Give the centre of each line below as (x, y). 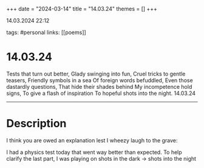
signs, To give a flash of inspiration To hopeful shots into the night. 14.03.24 (101, 93)
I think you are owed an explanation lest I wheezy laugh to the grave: (92, 140)
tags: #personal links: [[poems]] (46, 32)
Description (36, 124)
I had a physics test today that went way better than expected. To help (94, 152)
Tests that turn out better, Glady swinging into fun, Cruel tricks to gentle (96, 74)
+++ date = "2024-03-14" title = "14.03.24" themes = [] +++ (82, 9)
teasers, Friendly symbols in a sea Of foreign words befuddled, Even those (100, 80)
